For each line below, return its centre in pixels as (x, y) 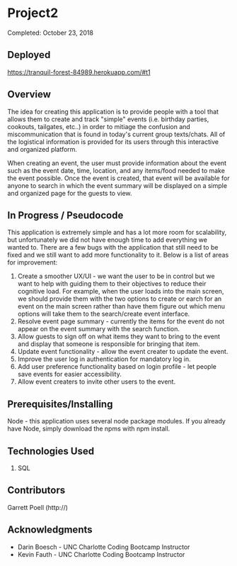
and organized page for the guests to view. (70, 193)
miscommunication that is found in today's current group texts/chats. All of (116, 134)
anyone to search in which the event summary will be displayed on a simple (117, 185)
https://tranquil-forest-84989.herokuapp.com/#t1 (79, 72)
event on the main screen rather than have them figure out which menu (121, 306)
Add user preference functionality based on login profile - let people (117, 367)
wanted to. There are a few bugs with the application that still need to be (113, 248)
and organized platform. (42, 149)
